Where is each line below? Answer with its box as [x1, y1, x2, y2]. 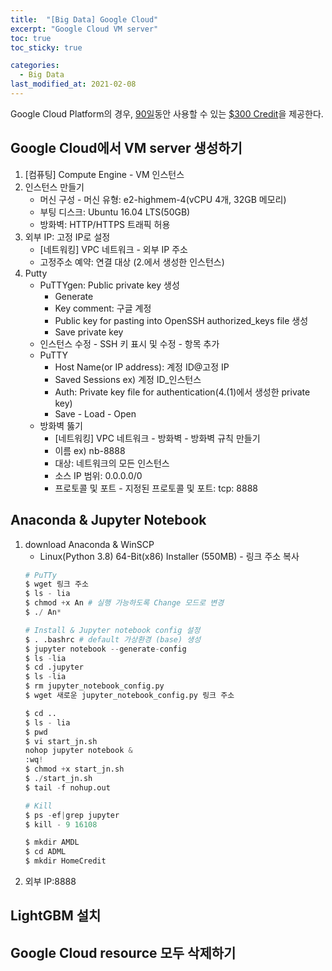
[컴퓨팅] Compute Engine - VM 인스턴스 [24, 168, 185, 180]
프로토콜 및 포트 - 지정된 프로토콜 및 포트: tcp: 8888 [54, 482, 258, 494]
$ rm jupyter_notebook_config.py [24, 681, 165, 691]
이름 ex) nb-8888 [54, 444, 126, 456]
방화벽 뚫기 [39, 419, 83, 431]
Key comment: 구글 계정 [54, 302, 152, 314]
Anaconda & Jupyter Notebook [10, 512, 207, 529]
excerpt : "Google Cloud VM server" [10, 24, 159, 34]
